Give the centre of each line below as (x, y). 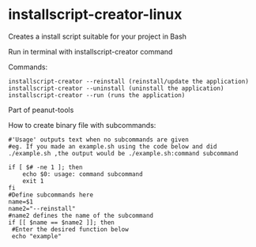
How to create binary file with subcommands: (82, 125)
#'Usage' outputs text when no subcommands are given (99, 140)
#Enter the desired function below (70, 229)
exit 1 (33, 181)
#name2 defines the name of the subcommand (81, 215)
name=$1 (21, 202)
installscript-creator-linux (95, 15)
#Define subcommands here (51, 195)
